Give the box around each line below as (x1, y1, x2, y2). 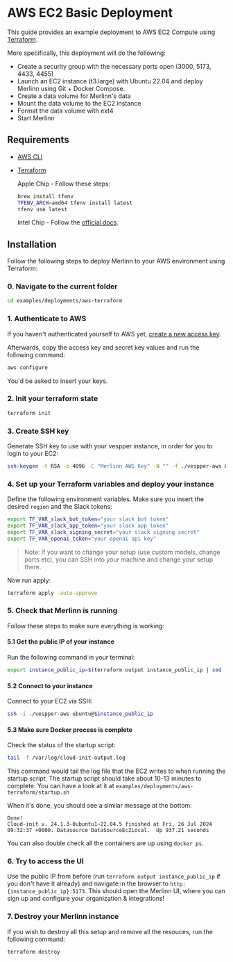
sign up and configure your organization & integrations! (7, 895, 165, 903)
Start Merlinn (17, 113, 55, 122)
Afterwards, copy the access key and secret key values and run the (7, 343, 200, 352)
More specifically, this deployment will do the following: (7, 49, 166, 57)
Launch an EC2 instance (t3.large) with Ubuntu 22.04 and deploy (17, 76, 203, 85)
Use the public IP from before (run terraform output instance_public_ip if (7, 872, 221, 881)
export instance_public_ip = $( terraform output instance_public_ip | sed (7, 667, 222, 674)
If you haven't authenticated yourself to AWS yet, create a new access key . (7, 329, 221, 338)
